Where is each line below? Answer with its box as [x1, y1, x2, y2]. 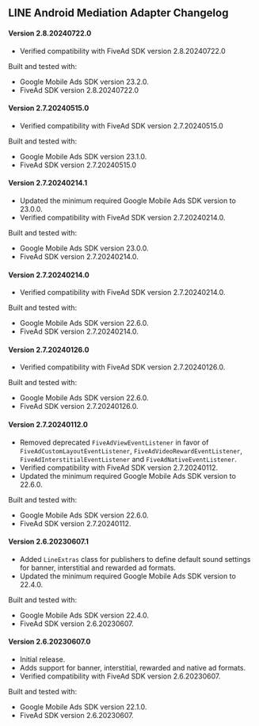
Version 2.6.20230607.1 [8, 537, 89, 546]
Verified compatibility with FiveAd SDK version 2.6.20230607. [19, 671, 221, 681]
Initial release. [19, 655, 66, 664]
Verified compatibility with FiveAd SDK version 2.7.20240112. [19, 463, 219, 472]
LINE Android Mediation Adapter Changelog [8, 6, 229, 20]
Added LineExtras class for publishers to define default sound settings [19, 554, 251, 564]
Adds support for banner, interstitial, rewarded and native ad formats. [19, 663, 246, 673]
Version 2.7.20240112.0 [8, 420, 89, 429]
